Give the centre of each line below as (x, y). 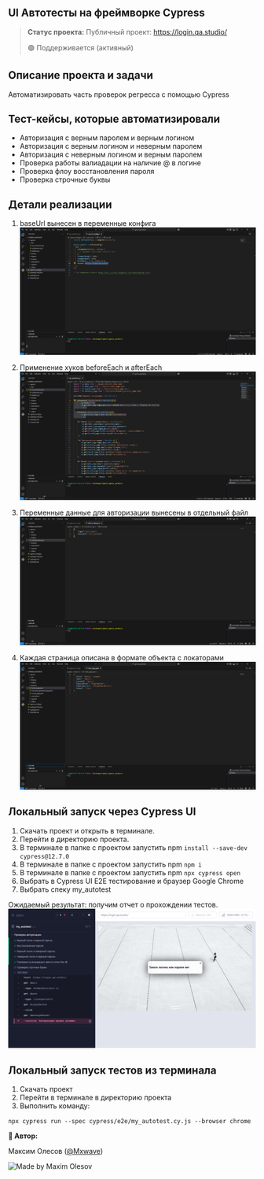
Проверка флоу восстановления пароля (87, 172)
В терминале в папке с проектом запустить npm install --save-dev (133, 847)
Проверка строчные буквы (65, 179)
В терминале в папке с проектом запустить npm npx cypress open (130, 872)
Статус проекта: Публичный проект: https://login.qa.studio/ (127, 31)
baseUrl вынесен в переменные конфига (88, 224)
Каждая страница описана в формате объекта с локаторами (121, 657)
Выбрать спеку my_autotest (65, 889)
